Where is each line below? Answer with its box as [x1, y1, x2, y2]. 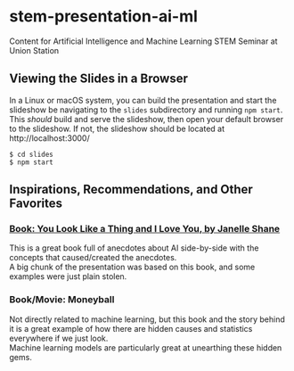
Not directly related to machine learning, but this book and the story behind [9, 314, 285, 325]
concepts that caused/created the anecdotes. [9, 252, 177, 263]
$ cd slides [9, 150, 53, 159]
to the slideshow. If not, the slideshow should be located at [9, 123, 225, 134]
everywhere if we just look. [9, 333, 109, 343]
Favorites [9, 196, 62, 211]
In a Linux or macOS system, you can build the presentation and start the [9, 95, 277, 105]
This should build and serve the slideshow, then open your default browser [9, 113, 283, 124]
